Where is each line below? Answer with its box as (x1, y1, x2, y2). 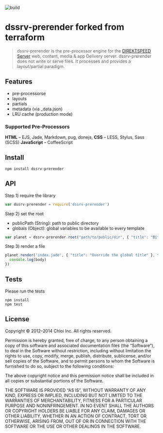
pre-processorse (12, 90, 46, 96)
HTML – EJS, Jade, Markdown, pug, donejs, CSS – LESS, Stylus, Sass (5, 134, 145, 140)
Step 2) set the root (5, 210, 44, 216)
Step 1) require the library (5, 192, 56, 198)
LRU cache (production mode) (12, 111, 73, 117)
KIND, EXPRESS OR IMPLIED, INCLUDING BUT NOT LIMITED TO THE (5, 392, 143, 398)
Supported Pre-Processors (5, 123, 70, 130)
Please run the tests (5, 288, 45, 294)
